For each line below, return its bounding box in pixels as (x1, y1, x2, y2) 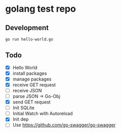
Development (5, 23, 49, 32)
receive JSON (12, 87, 42, 93)
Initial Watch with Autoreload (12, 111, 73, 117)
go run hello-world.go (5, 37, 53, 42)
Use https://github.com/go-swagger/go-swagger (12, 122, 116, 128)
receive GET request (12, 82, 56, 88)
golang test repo (5, 3, 76, 15)
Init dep (12, 116, 29, 122)
